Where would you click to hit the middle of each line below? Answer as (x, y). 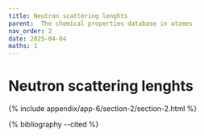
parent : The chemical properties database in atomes (101, 24)
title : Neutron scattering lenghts (68, 16)
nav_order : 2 (30, 31)
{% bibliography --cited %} (54, 124)
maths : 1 (23, 46)
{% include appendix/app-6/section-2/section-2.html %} (103, 109)
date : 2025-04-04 (38, 39)
